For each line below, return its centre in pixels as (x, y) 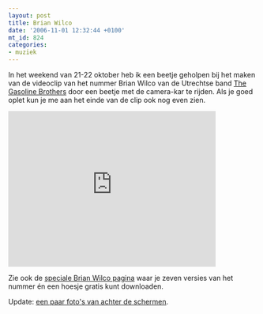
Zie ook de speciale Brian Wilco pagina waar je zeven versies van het (121, 278)
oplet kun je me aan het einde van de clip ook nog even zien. (107, 100)
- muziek (23, 52)
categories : (28, 45)
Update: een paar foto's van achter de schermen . (88, 302)
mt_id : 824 (26, 38)
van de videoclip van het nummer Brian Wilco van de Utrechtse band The (128, 83)
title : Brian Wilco (40, 23)
